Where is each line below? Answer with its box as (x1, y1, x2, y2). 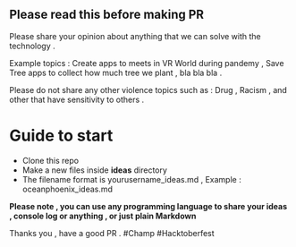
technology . (9, 40, 55, 51)
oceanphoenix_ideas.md (21, 183, 114, 194)
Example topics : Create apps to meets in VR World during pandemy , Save (9, 57, 284, 68)
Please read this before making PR (9, 7, 204, 22)
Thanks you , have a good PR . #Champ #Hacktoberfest (9, 227, 215, 238)
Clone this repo (21, 155, 79, 166)
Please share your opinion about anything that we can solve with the (9, 30, 261, 41)
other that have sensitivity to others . (9, 94, 145, 105)
